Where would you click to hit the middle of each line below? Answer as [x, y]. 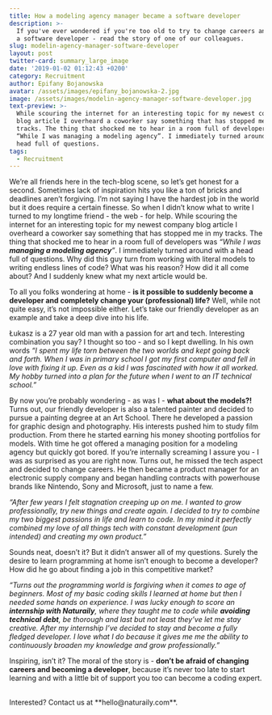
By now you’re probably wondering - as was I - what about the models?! [131, 400]
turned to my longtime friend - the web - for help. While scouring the [123, 216]
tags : [18, 151]
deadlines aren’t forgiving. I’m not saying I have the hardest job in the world [134, 199]
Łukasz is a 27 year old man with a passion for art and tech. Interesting [127, 333]
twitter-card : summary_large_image [69, 61]
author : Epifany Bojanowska [56, 83]
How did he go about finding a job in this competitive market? [111, 569]
